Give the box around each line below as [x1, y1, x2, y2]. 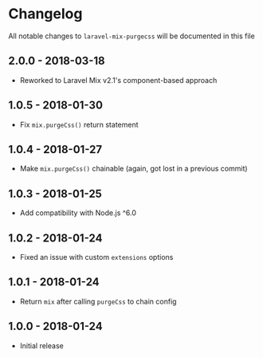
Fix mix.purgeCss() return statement [19, 120, 139, 129]
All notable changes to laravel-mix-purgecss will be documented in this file [8, 31, 255, 41]
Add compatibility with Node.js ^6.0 [19, 208, 137, 218]
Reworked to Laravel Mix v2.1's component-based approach [19, 75, 218, 84]
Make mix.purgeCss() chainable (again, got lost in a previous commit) [19, 164, 249, 174]
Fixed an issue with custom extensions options [19, 253, 174, 261]
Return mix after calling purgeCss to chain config [19, 296, 177, 306]
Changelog [8, 5, 83, 23]
